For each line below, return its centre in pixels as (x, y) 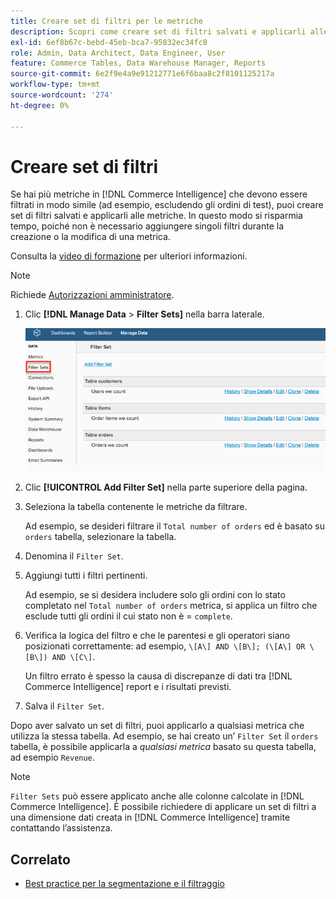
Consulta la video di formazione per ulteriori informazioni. (129, 256)
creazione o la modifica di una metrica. (90, 237)
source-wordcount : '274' (62, 95)
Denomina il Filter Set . (74, 556)
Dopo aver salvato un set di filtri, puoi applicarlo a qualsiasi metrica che (157, 726)
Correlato (40, 859)
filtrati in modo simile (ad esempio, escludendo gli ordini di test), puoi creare (167, 205)
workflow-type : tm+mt (55, 85)
